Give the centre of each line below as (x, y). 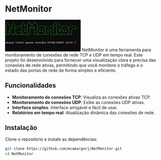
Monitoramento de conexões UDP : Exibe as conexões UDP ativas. (78, 102)
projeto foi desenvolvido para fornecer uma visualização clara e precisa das (80, 60)
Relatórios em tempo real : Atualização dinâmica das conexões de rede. (83, 113)
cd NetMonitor (19, 154)
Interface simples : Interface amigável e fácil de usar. (65, 107)
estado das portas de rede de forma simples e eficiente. (61, 70)
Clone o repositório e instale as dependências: (51, 139)
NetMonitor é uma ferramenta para (116, 50)
